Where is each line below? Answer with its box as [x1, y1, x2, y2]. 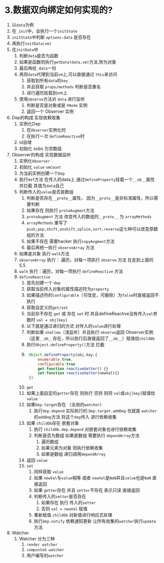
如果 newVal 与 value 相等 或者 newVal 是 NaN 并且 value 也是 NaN [33, 475, 151, 481]
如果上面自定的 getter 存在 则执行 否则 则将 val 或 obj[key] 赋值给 [26, 390, 156, 396]
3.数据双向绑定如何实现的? [4, 4, 113, 16]
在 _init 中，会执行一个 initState [11, 28, 78, 34]
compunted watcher [26, 548, 65, 553]
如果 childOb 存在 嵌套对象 [26, 420, 79, 426]
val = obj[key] [36, 318, 67, 323]
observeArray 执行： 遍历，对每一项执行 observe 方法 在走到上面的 [19, 257, 154, 263]
